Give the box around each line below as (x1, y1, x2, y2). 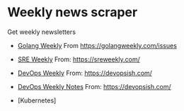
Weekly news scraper (7, 4, 138, 21)
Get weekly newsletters (7, 28, 76, 36)
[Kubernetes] (17, 96, 57, 105)
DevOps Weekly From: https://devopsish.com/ (17, 69, 152, 77)
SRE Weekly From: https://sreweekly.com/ (17, 54, 140, 64)
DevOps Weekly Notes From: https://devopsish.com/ (17, 82, 171, 90)
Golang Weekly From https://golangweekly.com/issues (17, 41, 177, 49)
